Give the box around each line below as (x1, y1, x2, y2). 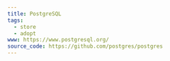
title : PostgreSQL (7, 10, 62, 18)
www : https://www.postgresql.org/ (7, 36, 110, 43)
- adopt (13, 29, 37, 37)
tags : (7, 17, 23, 24)
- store (13, 23, 37, 30)
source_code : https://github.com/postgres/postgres (7, 43, 163, 50)
